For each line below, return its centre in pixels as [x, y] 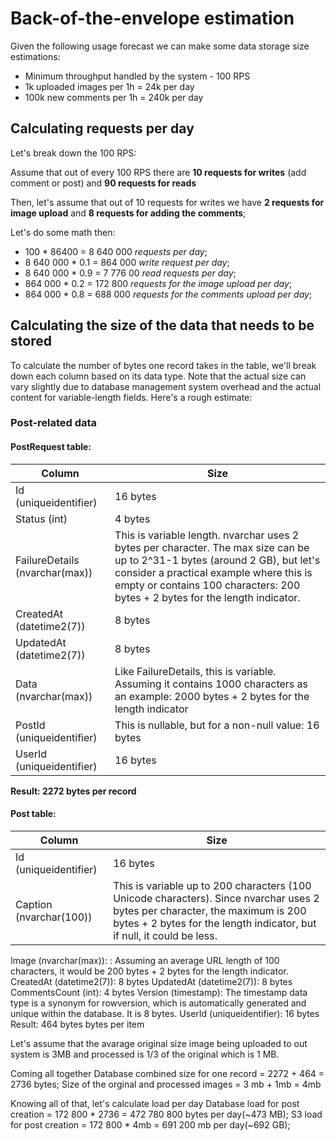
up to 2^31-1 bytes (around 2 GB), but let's [217, 560]
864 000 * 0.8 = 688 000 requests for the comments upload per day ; [168, 294]
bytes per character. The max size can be [212, 547]
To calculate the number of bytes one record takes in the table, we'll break [163, 365]
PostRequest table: [51, 447]
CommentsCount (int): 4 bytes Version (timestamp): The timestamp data [159, 992]
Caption [34, 904]
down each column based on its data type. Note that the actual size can [158, 376]
